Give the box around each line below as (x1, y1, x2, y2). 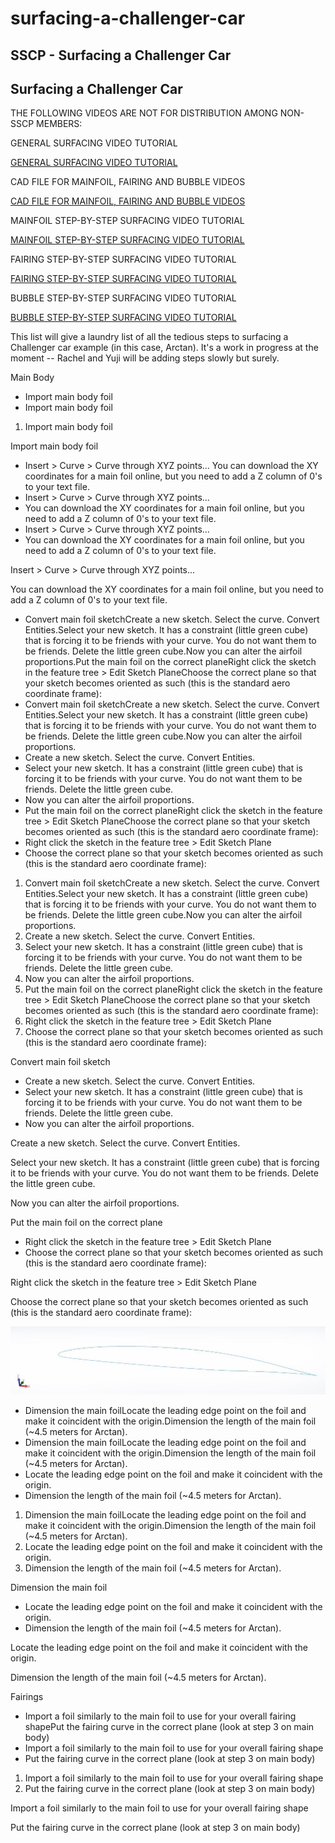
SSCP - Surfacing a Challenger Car (10, 47, 232, 64)
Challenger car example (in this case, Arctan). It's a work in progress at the (10, 342, 319, 354)
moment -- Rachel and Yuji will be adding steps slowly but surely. (10, 352, 280, 364)
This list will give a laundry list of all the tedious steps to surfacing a (10, 331, 289, 343)
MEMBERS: (36, 118, 83, 130)
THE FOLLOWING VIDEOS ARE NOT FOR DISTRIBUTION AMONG (10, 107, 278, 119)
